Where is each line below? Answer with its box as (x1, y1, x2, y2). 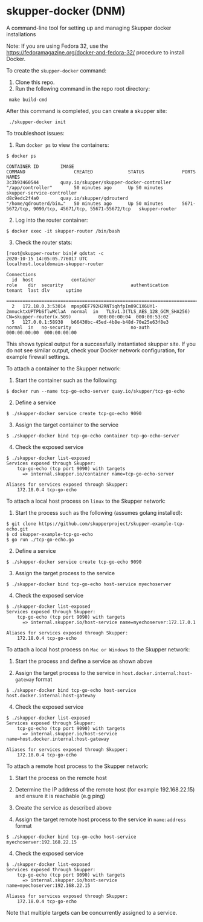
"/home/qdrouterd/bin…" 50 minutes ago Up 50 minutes (6, 201, 164, 207)
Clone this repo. (14, 79, 55, 86)
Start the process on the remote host (14, 774, 107, 781)
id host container (11, 277, 96, 283)
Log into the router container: (14, 216, 88, 224)
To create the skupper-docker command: (6, 66, 107, 74)
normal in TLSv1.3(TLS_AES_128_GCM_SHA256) (71, 308, 190, 315)
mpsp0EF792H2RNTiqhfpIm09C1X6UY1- (71, 303, 158, 309)
